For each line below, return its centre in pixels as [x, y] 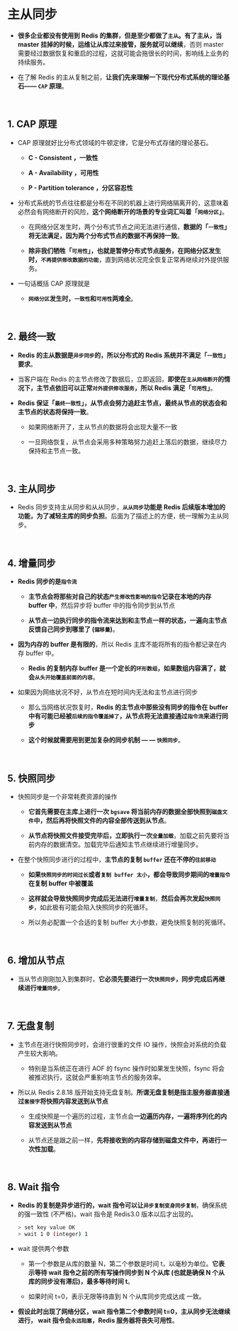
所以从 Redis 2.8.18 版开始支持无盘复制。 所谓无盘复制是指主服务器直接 [120, 1092]
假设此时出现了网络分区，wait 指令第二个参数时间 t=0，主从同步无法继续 [124, 1312]
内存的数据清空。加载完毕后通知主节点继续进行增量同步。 [118, 844]
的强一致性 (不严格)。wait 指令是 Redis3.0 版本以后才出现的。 [107, 1214]
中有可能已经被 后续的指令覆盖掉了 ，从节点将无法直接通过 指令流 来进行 [125, 716]
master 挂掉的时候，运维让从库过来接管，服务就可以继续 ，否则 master [121, 44]
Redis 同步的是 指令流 [47, 582]
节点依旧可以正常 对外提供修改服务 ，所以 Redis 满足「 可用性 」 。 [130, 387]
